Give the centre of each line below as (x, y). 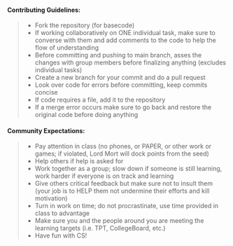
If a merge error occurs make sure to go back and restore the (123, 107)
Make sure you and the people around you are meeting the (119, 221)
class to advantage (62, 213)
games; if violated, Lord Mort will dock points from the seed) (122, 153)
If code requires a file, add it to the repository (100, 100)
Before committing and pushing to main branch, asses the (118, 55)
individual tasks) (58, 70)
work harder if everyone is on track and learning (104, 176)
